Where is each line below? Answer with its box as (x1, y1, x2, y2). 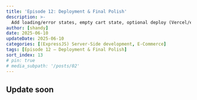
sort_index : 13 (6, 52, 43, 58)
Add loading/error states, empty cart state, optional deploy (11, 19, 167, 25)
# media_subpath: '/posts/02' (6, 63, 80, 69)
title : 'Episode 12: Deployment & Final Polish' (6, 8, 127, 15)
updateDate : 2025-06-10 (6, 36, 64, 42)
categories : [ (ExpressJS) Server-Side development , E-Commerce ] (6, 42, 167, 47)
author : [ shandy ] (6, 25, 49, 31)
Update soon (6, 84, 54, 94)
